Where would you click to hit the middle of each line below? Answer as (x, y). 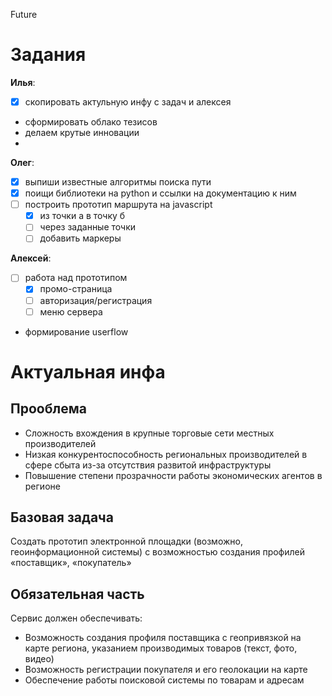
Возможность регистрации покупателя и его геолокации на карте (166, 670)
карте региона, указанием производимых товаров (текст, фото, (161, 648)
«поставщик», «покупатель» (71, 563)
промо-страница (76, 289)
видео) (39, 659)
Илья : (23, 82)
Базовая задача (62, 517)
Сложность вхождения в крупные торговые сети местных (149, 433)
